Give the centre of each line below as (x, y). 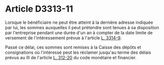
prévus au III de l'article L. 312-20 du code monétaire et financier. (71, 57)
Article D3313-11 (39, 9)
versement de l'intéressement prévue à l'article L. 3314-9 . (63, 38)
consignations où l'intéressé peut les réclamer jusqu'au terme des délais (78, 52)
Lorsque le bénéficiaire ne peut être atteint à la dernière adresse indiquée (79, 22)
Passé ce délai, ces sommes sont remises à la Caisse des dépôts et (73, 47)
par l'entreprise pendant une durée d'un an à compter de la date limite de (79, 32)
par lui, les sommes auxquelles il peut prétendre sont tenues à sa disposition (82, 27)
